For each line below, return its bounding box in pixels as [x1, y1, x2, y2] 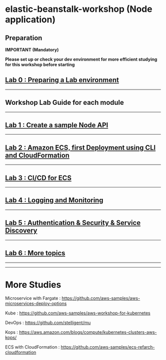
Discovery [5, 226, 38, 235]
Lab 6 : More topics [5, 249, 66, 258]
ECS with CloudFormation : [5, 344, 60, 350]
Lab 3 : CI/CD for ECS [5, 174, 72, 182]
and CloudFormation [5, 151, 70, 159]
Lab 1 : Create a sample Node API [5, 121, 109, 130]
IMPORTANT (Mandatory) [5, 47, 59, 52]
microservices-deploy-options [5, 301, 67, 307]
